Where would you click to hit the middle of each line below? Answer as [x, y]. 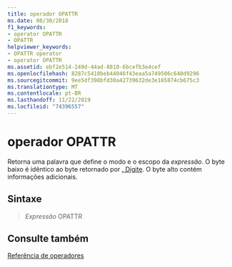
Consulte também [48, 239]
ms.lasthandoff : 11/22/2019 [49, 100]
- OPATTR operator [35, 54]
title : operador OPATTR [43, 14]
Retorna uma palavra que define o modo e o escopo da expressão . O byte [116, 162]
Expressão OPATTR [54, 216]
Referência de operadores [46, 256]
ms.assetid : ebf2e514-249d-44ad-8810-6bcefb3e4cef [84, 67]
